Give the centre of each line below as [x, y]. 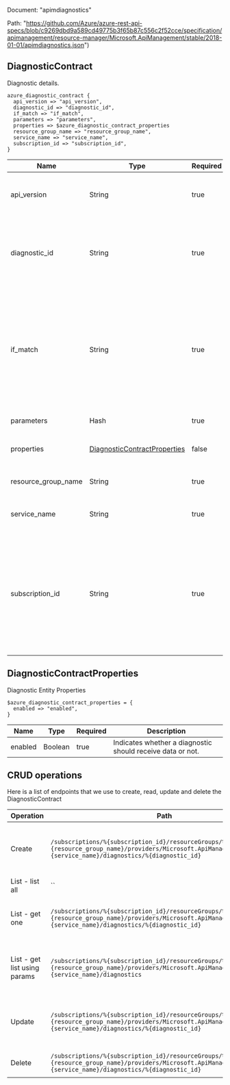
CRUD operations [45, 776]
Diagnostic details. [33, 83]
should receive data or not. [156, 751]
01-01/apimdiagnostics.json [46, 45]
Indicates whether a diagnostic [162, 743]
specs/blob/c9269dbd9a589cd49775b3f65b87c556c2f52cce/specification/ [115, 30]
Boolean [57, 747]
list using [25, 968]
